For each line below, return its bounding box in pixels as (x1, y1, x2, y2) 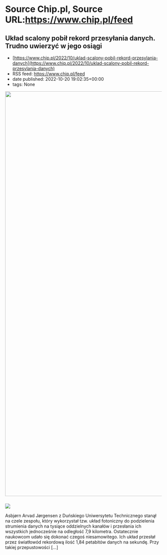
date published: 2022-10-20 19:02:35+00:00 (12, 76, 104, 82)
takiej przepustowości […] (5, 545, 59, 550)
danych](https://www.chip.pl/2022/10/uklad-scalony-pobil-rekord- (12, 60, 149, 66)
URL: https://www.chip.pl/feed (5, 14, 133, 25)
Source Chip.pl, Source (5, 3, 103, 15)
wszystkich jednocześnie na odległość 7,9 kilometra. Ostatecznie (5, 529, 138, 534)
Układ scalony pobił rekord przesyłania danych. (5, 34, 156, 42)
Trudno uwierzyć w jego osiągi (5, 41, 102, 50)
